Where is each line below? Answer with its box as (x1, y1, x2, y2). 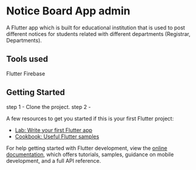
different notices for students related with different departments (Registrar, (6, 30, 191, 37)
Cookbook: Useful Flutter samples (14, 133, 99, 140)
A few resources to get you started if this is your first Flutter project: (6, 115, 174, 122)
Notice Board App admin (6, 4, 131, 18)
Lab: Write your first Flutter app (14, 126, 93, 133)
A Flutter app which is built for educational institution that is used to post (6, 24, 185, 31)
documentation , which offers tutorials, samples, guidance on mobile (6, 151, 174, 158)
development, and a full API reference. (6, 157, 101, 164)
